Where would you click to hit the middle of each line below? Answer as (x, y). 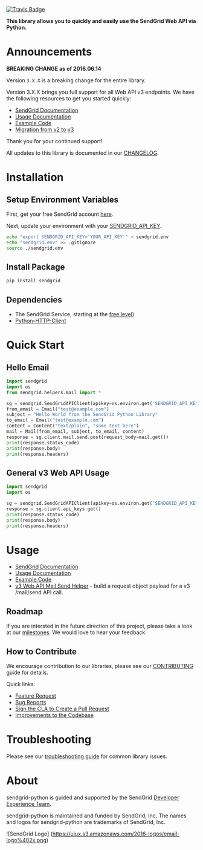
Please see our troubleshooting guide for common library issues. (87, 756)
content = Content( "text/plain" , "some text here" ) (72, 426)
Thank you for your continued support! (54, 141)
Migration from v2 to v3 (44, 129)
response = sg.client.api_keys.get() (54, 509)
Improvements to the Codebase (54, 715)
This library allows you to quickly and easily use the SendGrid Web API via (101, 21)
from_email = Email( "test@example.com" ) (58, 409)
